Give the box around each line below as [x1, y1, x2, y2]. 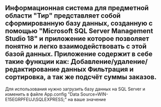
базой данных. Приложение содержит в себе [5, 50, 153, 58]
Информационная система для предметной [5, 4, 149, 12]
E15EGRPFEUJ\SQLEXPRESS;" [5, 96, 67, 102]
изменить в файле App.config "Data [5, 91, 80, 97]
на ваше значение [67, 96, 106, 102]
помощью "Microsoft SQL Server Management [5, 27, 154, 35]
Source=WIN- [80, 91, 108, 97]
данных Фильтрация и [61, 65, 134, 74]
